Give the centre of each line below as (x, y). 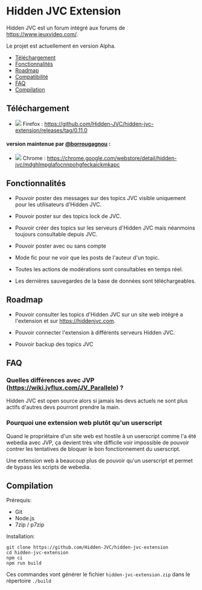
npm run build (24, 563)
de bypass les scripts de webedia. (49, 467)
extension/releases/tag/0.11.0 (51, 130)
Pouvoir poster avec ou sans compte (61, 246)
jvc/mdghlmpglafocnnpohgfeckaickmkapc (68, 165)
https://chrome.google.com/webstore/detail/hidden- (112, 158)
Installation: (21, 536)
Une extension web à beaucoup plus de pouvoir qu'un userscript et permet (99, 460)
